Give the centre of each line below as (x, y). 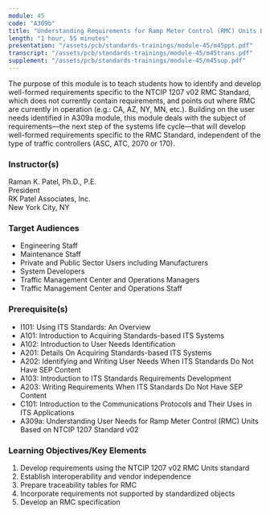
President (24, 191)
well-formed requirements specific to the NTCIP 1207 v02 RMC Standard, (130, 92)
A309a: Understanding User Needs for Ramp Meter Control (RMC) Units (139, 421)
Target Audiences (44, 229)
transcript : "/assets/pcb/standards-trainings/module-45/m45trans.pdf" (131, 53)
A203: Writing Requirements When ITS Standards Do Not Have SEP (131, 386)
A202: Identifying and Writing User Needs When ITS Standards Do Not (137, 361)
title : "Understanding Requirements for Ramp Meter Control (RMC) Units (133, 31)
